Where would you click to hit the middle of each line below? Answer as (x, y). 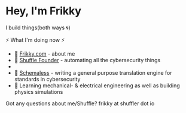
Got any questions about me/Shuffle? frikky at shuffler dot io (80, 103)
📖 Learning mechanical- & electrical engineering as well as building (97, 85)
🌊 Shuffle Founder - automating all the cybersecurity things (87, 60)
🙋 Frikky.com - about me (45, 54)
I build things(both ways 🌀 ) (38, 28)
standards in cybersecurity (47, 79)
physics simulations (39, 91)
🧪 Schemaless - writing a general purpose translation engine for (93, 72)
